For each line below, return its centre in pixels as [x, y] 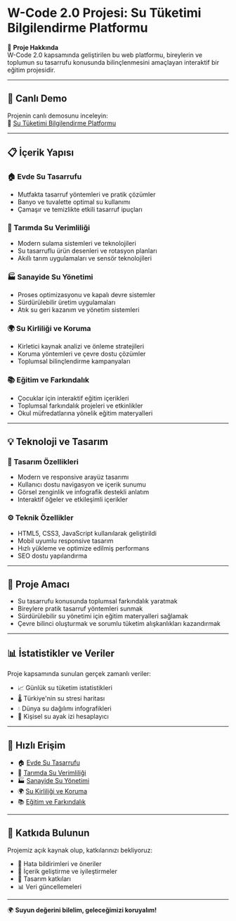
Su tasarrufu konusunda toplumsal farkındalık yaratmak [97, 601]
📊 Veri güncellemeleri [50, 886]
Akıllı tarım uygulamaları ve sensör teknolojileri [85, 258]
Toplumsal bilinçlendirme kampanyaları [74, 361]
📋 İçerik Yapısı [41, 153]
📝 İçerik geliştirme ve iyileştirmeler [67, 871]
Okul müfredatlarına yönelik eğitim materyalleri [85, 413]
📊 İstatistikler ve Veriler [61, 653]
